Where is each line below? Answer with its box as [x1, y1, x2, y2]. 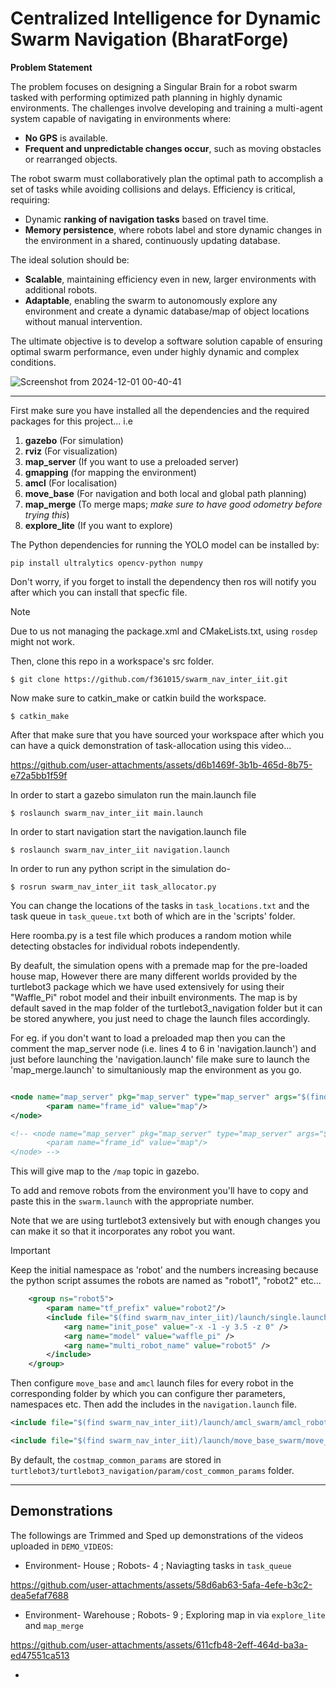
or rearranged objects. [24, 153, 118, 165]
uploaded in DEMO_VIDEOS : [10, 1540, 114, 1552]
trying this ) [24, 508, 70, 521]
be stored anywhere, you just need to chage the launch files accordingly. [10, 1012, 311, 1024]
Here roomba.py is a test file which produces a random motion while [10, 929, 292, 941]
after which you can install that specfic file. [10, 586, 188, 598]
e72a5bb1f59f [10, 769, 68, 781]
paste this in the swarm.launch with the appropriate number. [10, 1195, 255, 1207]
